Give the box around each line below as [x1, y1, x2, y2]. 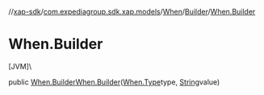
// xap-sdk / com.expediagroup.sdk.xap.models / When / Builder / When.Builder [8, 7, 256, 16]
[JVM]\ [8, 61, 32, 71]
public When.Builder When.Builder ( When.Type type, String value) [8, 76, 220, 87]
